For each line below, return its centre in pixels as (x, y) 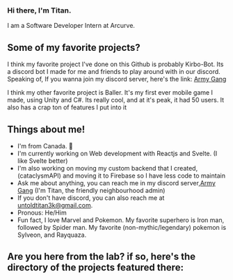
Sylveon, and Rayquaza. (52, 235)
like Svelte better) (42, 161)
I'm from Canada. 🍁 (45, 146)
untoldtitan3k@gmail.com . (55, 205)
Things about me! (46, 129)
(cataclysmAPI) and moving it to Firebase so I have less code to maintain (121, 176)
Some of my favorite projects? (74, 47)
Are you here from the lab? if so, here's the (102, 257)
